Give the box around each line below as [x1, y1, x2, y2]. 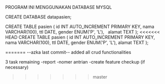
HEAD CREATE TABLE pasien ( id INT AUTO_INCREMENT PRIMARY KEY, [5, 34, 155, 40]
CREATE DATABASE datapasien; [5, 14, 72, 19]
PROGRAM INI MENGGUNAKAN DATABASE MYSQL [5, 4, 112, 10]
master [93, 74, 107, 79]
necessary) [5, 64, 29, 70]
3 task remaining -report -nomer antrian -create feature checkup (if [5, 59, 145, 64]
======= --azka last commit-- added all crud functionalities [5, 49, 132, 55]
